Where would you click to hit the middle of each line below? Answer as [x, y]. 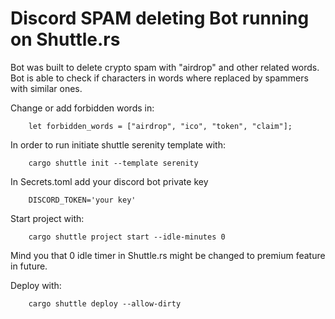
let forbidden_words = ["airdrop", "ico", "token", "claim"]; [160, 126]
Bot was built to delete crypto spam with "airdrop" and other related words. [165, 67]
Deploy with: [36, 285]
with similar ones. [46, 88]
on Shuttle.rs [65, 39]
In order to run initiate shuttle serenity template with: [118, 144]
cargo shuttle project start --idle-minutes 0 [127, 237]
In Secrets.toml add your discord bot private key [109, 181]
